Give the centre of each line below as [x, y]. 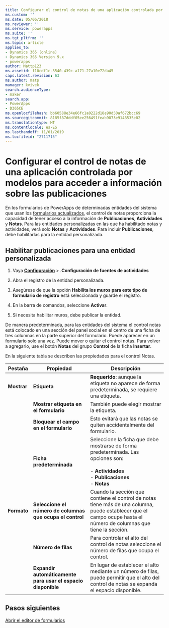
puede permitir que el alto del [125, 578]
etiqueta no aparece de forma [125, 383]
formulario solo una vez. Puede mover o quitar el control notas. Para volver [83, 341]
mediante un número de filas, [125, 571]
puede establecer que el [119, 511]
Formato [18, 511]
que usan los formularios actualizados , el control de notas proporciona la [81, 213]
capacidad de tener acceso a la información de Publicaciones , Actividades [84, 219]
